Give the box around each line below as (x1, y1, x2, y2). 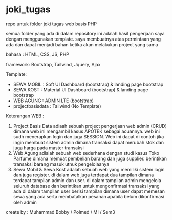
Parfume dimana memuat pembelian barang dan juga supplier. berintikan (13, 155, 167, 162)
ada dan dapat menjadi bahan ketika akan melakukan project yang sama (6, 41, 158, 47)
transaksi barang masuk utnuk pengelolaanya (13, 161, 110, 167)
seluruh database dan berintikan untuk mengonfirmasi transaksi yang (13, 183, 160, 189)
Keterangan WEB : (6, 113, 45, 119)
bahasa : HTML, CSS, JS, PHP (6, 51, 70, 57)
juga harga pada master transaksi (13, 145, 84, 151)
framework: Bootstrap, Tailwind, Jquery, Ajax (6, 61, 101, 67)
